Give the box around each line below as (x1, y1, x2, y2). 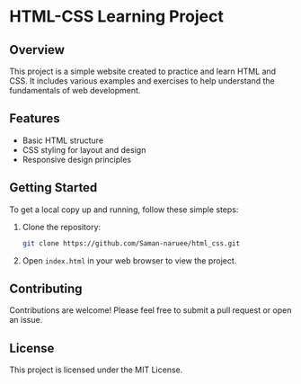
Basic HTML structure (22, 135, 104, 146)
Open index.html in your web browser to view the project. (22, 255, 237, 266)
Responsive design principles (22, 154, 132, 165)
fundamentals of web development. (9, 85, 141, 95)
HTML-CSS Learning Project (9, 6, 225, 27)
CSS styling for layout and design (22, 144, 146, 155)
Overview (9, 42, 66, 58)
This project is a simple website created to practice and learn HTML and (9, 66, 277, 76)
